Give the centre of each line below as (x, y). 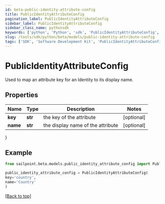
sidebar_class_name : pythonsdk (37, 28)
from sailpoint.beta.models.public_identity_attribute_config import (78, 164)
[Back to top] (18, 196)
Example (19, 153)
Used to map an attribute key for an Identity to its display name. (69, 80)
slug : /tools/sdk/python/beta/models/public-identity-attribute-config (80, 37)
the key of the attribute (69, 117)
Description (81, 109)
